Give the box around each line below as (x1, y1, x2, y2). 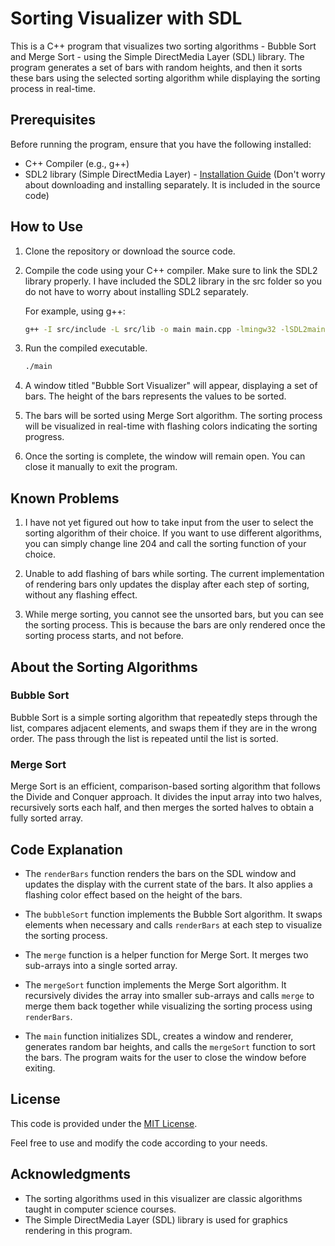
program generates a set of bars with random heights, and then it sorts (10, 61, 303, 73)
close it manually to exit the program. (24, 461, 178, 473)
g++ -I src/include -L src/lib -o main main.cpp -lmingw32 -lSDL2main (24, 324, 326, 334)
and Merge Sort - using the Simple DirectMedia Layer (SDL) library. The (10, 50, 305, 62)
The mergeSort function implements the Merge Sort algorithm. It (24, 978, 287, 991)
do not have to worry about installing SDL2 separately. (24, 285, 249, 297)
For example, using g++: (24, 305, 126, 317)
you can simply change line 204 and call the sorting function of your (24, 538, 307, 550)
